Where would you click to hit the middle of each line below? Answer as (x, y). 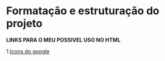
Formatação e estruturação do (83, 11)
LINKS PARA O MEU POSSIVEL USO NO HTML (63, 40)
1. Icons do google (28, 51)
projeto (24, 23)
